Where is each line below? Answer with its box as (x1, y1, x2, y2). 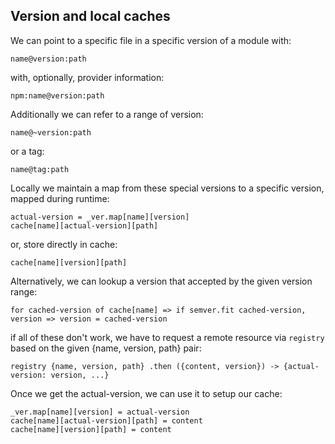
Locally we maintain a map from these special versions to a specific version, (10, 182, 325, 194)
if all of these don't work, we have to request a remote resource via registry (10, 331, 325, 343)
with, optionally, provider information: (10, 71, 165, 83)
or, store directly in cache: (10, 238, 118, 250)
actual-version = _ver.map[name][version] (10, 212, 190, 222)
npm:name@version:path (10, 90, 105, 101)
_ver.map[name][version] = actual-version (10, 407, 190, 417)
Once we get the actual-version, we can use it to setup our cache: (10, 387, 283, 399)
